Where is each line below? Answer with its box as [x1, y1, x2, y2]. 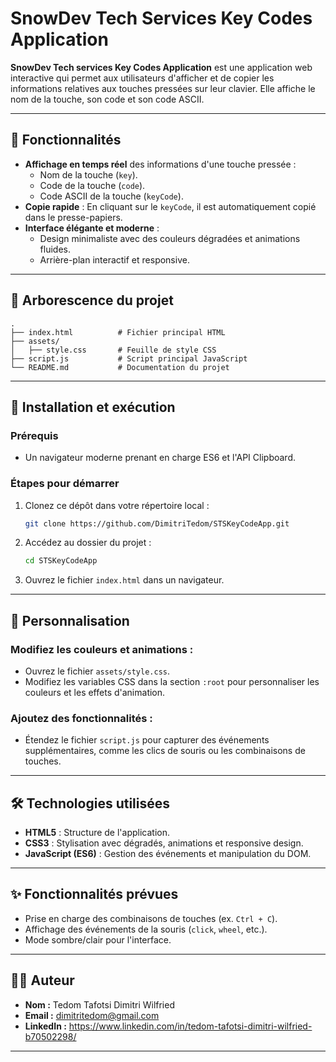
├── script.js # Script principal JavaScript [10, 353, 248, 364]
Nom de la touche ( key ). [39, 168, 138, 181]
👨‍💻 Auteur [10, 972, 75, 989]
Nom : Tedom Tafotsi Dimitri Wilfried [24, 998, 175, 1011]
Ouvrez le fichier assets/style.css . [24, 665, 171, 677]
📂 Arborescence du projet [10, 292, 174, 309]
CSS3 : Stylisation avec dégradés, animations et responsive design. [24, 837, 304, 849]
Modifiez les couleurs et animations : [10, 642, 194, 656]
